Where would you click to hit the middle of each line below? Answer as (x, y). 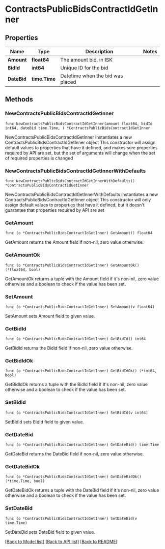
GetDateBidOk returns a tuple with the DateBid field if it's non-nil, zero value (82, 490)
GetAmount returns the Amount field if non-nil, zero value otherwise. (74, 242)
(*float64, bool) (23, 269)
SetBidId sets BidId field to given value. (45, 421)
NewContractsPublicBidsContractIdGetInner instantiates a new (69, 137)
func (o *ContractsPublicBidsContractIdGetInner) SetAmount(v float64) (80, 307)
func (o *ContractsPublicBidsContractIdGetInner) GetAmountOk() (72, 265)
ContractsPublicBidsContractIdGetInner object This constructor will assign (80, 142)
